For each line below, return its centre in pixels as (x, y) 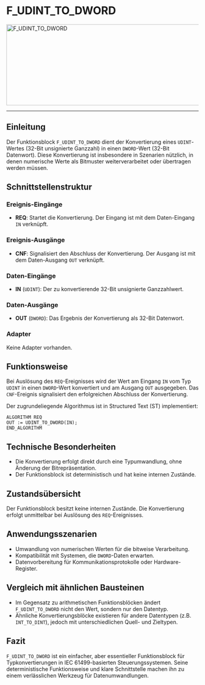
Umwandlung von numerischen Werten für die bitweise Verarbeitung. (102, 549)
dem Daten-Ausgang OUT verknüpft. (60, 260)
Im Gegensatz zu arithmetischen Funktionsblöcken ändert (88, 602)
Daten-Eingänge (31, 276)
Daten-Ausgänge (32, 305)
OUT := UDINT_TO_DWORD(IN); (42, 423)
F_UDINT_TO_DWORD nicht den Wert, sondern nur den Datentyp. (92, 609)
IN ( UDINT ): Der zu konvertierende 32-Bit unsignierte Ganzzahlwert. (99, 289)
